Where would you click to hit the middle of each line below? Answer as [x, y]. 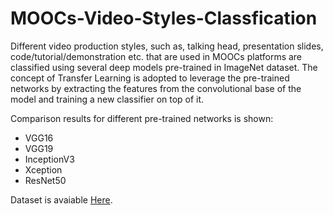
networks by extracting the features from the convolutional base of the [156, 88]
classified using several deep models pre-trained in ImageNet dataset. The [164, 67]
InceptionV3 [49, 159]
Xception [43, 169]
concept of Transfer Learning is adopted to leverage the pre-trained [150, 78]
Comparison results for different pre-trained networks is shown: [142, 118]
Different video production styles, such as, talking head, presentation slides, [167, 46]
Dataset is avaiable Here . [61, 199]
